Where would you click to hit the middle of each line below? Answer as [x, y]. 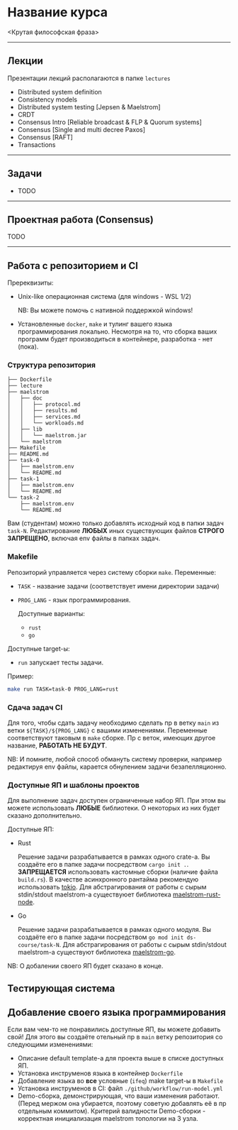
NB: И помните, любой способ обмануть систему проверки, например [114, 759]
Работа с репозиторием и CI [73, 266]
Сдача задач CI [35, 707]
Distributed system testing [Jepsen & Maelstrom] [89, 106]
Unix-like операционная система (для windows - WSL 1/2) [104, 297]
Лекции [25, 61]
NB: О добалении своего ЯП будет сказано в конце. [85, 966]
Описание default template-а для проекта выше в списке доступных [121, 1058]
